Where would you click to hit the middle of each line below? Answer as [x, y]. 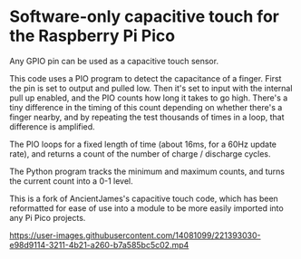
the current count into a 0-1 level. [71, 181]
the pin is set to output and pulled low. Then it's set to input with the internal [151, 88]
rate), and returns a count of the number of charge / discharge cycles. [140, 153]
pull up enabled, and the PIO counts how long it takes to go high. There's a [149, 98]
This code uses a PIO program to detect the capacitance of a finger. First [146, 78]
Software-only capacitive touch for [144, 17]
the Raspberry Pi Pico [92, 36]
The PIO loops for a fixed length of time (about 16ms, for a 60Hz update [143, 144]
